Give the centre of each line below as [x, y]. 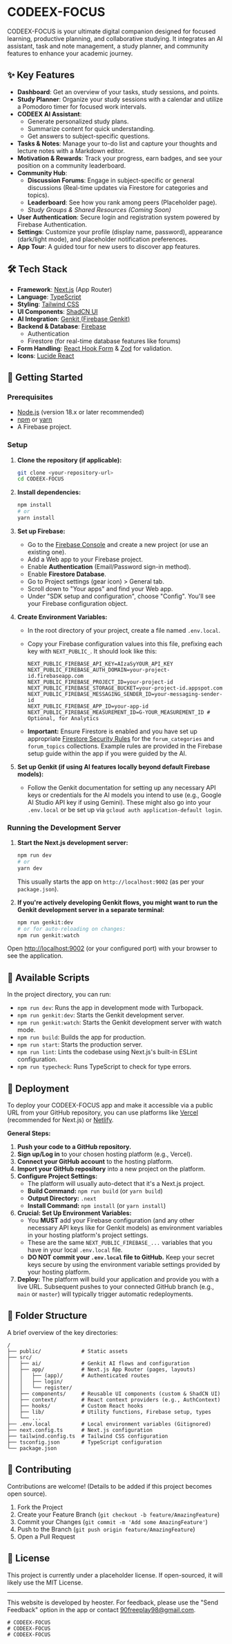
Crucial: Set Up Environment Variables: [74, 1213]
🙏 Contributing [39, 1470]
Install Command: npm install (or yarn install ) [97, 1206]
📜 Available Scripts [48, 978]
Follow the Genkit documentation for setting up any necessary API [122, 787]
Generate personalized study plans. [78, 121]
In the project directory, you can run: [59, 995]
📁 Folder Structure [47, 1316]
